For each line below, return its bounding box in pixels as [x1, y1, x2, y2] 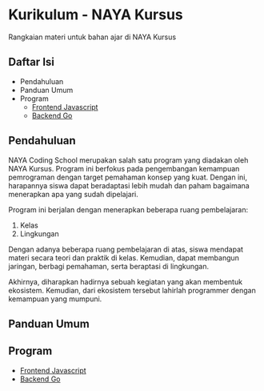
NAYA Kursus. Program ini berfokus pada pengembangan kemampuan [8, 163, 240, 173]
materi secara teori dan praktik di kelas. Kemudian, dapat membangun [8, 252, 240, 262]
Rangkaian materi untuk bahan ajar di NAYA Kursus [8, 32, 177, 42]
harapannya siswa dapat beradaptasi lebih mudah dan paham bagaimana [8, 180, 250, 190]
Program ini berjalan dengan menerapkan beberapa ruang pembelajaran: [8, 204, 249, 214]
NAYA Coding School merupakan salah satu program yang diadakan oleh [8, 155, 249, 165]
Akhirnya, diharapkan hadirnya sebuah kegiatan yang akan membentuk [8, 276, 242, 286]
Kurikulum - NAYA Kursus [8, 6, 184, 24]
